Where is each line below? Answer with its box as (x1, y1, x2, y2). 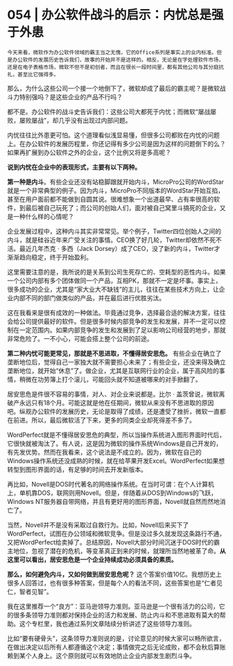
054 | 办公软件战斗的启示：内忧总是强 (7, 7, 224, 23)
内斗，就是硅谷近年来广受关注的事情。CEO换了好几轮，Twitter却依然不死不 (7, 236, 222, 244)
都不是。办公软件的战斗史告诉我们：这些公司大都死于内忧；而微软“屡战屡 (7, 107, 217, 116)
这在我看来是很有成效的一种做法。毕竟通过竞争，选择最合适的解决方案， (7, 308, 214, 317)
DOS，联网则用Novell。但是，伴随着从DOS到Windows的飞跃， (37, 489, 217, 497)
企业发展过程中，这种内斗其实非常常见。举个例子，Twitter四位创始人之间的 (7, 227, 222, 235)
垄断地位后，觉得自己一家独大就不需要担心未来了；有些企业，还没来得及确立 (7, 358, 226, 366)
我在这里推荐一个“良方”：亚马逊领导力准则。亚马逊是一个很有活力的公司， (7, 602, 220, 611)
